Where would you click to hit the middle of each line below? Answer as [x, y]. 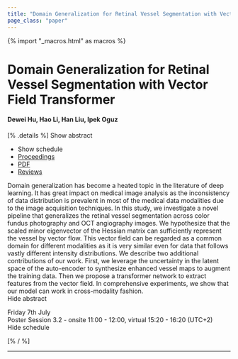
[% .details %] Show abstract [50, 135]
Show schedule [40, 149]
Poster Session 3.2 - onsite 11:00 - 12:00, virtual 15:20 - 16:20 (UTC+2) [110, 319]
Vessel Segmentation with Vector [108, 84]
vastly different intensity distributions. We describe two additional [103, 253]
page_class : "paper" [38, 21]
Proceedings [36, 156]
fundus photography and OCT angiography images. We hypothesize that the [119, 223]
